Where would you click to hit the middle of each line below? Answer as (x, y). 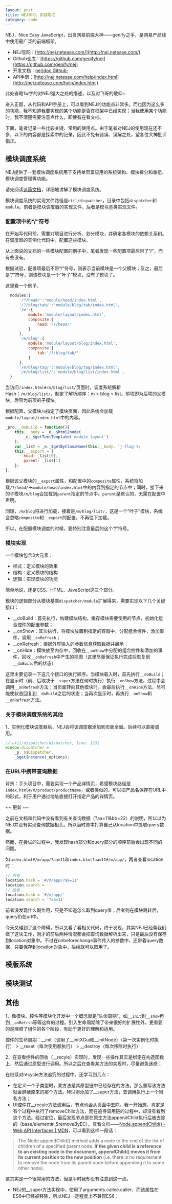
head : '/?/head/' (55, 324)
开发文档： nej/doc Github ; (40, 70)
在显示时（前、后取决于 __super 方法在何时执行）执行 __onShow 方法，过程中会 (85, 681)
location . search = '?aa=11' (35, 899)
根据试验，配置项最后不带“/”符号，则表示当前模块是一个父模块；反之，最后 (84, 269)
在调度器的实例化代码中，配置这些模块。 (48, 240)
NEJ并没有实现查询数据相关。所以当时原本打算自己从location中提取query (82, 825)
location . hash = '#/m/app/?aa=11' (42, 880)
